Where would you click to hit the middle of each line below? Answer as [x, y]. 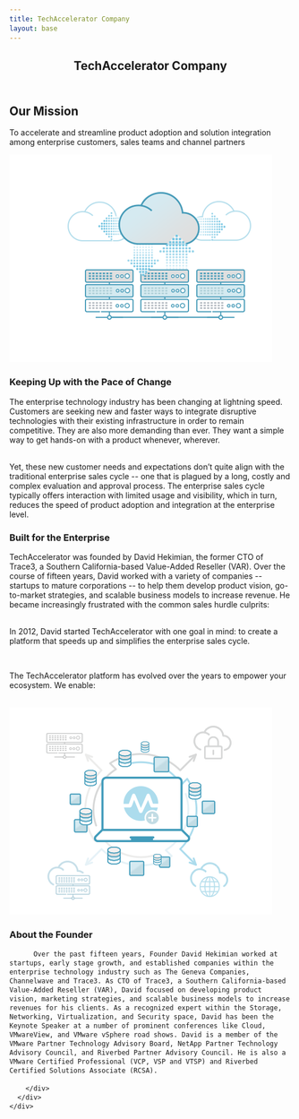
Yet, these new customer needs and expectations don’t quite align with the [147, 467]
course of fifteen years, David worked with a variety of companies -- [136, 576]
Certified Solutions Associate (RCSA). [84, 1071]
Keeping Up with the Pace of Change [90, 383]
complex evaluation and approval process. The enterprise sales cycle [137, 486]
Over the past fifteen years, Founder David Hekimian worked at [155, 954]
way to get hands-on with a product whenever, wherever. [115, 440]
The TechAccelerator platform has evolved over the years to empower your [148, 676]
